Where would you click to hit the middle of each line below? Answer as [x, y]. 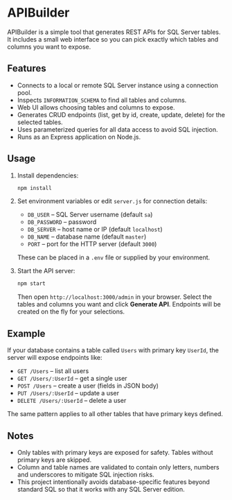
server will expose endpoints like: [55, 358]
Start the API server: [46, 271]
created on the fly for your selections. [71, 312]
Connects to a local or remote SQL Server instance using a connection [118, 85]
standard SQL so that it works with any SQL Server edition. [101, 489]
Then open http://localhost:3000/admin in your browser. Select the [115, 297]
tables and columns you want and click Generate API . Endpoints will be [119, 304]
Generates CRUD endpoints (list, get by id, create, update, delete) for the [121, 114]
